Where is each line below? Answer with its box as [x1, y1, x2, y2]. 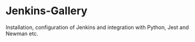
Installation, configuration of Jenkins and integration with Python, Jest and [5, 24, 189, 31]
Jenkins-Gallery [5, 4, 88, 18]
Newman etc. [5, 30, 38, 37]
